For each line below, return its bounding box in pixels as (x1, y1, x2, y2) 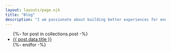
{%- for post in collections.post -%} (12, 31, 88, 37)
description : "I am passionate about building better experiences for (5, 17, 158, 22)
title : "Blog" (5, 12, 36, 17)
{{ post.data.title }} (12, 36, 52, 42)
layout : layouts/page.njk (5, 7, 60, 13)
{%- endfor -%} (12, 42, 46, 48)
